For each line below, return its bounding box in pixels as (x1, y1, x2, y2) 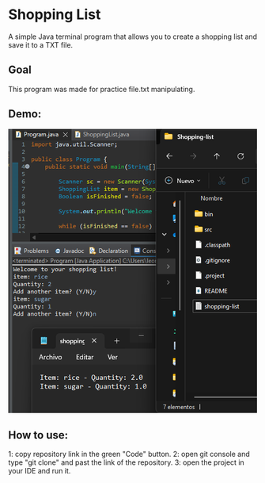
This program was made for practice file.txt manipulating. (8, 84, 195, 94)
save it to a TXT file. (8, 40, 74, 49)
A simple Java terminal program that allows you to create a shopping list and (8, 32, 258, 41)
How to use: (8, 428, 69, 442)
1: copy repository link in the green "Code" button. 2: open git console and (8, 450, 251, 459)
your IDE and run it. (8, 466, 71, 476)
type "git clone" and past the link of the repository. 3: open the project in (8, 458, 245, 467)
